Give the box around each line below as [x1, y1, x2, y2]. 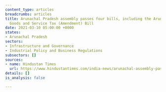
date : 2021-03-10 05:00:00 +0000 [5, 25, 74, 30]
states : [5, 30, 21, 35]
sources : [5, 57, 23, 62]
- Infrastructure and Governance [5, 44, 74, 48]
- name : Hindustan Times [5, 62, 56, 67]
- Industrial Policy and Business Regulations [5, 48, 103, 53]
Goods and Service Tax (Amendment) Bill [9, 21, 94, 26]
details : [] [5, 71, 30, 76]
